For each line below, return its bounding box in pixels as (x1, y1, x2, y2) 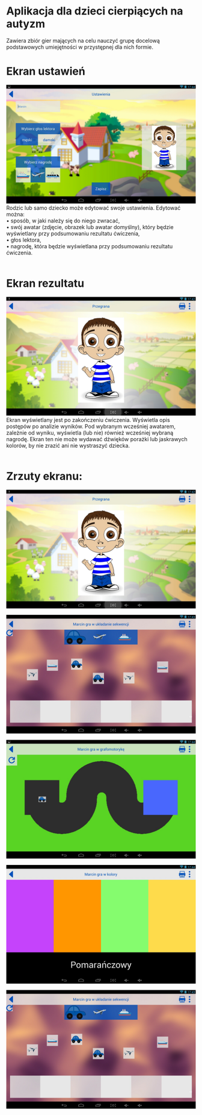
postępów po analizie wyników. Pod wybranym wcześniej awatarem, (6, 422, 176, 430)
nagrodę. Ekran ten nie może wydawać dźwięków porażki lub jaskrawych (6, 435, 188, 442)
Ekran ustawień (6, 64, 85, 78)
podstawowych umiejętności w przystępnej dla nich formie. (6, 43, 153, 51)
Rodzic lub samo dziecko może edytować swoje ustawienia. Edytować (6, 204, 181, 212)
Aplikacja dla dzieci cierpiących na (6, 4, 183, 18)
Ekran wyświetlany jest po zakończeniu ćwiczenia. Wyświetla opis (6, 416, 170, 423)
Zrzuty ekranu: (6, 470, 83, 483)
